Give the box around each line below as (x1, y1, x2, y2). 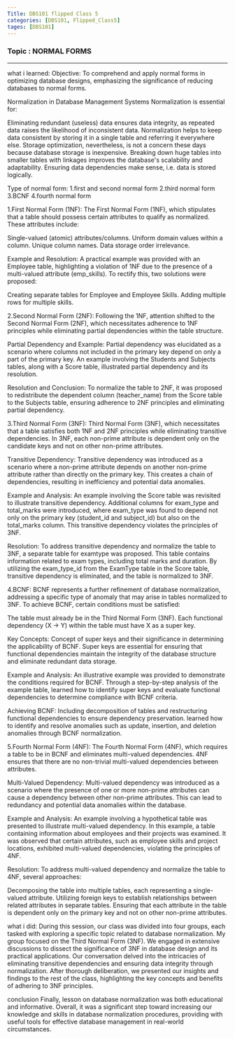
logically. (7, 170, 33, 179)
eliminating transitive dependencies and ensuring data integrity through (7, 959, 213, 968)
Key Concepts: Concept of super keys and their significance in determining (7, 635, 224, 643)
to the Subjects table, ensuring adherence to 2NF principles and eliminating (7, 398, 225, 406)
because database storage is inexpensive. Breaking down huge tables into (7, 148, 222, 156)
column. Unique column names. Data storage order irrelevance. (7, 241, 190, 249)
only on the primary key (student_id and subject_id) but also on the (7, 513, 200, 522)
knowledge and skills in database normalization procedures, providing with (7, 1010, 223, 1018)
